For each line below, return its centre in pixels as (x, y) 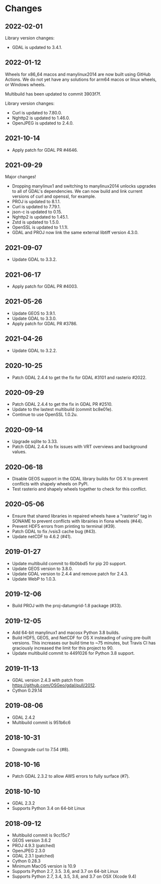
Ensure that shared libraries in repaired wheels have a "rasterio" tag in (82, 516)
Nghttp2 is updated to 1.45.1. (40, 217)
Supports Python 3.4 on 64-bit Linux (49, 808)
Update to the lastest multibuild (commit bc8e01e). (62, 410)
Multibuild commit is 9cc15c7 (41, 835)
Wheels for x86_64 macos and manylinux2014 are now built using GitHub (78, 74)
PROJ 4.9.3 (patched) (34, 846)
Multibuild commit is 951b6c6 (41, 722)
